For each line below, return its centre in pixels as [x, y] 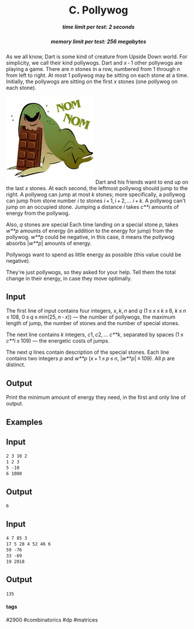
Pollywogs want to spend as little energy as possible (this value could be [94, 254]
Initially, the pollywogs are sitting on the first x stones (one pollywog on [92, 81]
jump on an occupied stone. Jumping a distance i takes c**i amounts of [92, 207]
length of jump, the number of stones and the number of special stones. [93, 323]
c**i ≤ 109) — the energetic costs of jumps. [58, 341]
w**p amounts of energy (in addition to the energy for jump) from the [90, 231]
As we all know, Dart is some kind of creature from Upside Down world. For [97, 56]
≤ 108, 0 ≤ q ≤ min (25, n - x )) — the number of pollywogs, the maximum [91, 317]
